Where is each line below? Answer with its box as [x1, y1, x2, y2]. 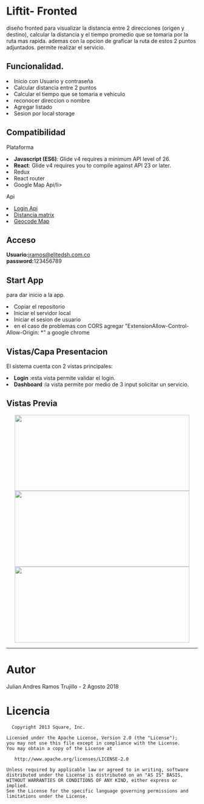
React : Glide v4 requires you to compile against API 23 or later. [14, 162, 171, 169]
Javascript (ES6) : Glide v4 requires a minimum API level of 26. [14, 155, 171, 162]
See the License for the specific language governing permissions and [6, 788, 189, 794]
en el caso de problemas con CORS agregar [14, 322, 124, 330]
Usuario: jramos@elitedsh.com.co [6, 251, 90, 259]
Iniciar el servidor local [14, 310, 71, 317]
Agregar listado [14, 103, 53, 111]
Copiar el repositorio [14, 303, 66, 310]
